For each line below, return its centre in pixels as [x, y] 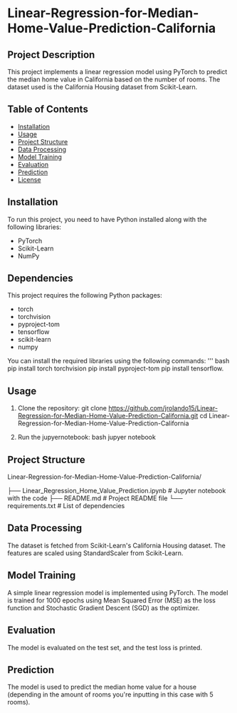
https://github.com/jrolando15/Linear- [163, 408]
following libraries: [35, 227]
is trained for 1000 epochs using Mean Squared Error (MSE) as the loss [111, 600]
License [29, 179]
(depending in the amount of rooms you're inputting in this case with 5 [110, 694]
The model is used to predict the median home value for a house [102, 687]
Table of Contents [48, 110]
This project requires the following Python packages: [85, 295]
